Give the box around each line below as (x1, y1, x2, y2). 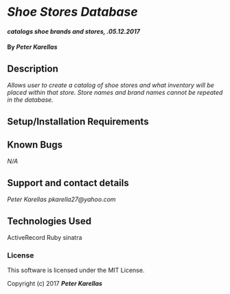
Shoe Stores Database (7, 4, 139, 20)
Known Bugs (7, 139, 63, 150)
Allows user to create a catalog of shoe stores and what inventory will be (7, 81, 215, 89)
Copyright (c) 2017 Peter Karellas (7, 280, 103, 288)
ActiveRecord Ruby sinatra (7, 234, 82, 242)
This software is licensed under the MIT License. (7, 266, 145, 275)
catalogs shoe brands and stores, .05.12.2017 (7, 27, 141, 35)
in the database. (7, 95, 54, 104)
